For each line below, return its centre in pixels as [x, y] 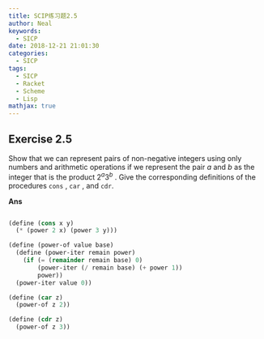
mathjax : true [32, 106]
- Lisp [27, 99]
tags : [17, 69]
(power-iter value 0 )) [54, 283]
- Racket [30, 83]
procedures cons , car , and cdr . [61, 185]
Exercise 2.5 [40, 139]
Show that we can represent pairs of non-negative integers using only [125, 158]
